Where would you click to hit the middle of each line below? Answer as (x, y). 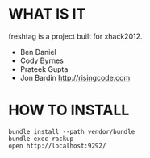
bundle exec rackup (41, 139)
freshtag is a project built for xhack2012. (75, 36)
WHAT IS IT (47, 14)
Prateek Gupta (44, 69)
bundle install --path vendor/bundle (72, 131)
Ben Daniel (38, 52)
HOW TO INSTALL (69, 110)
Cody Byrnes (42, 60)
